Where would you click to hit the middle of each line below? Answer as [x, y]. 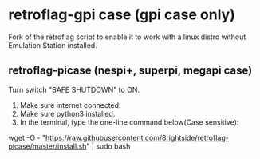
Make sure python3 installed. [67, 113]
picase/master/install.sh [47, 146]
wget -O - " [27, 137]
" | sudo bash [108, 146]
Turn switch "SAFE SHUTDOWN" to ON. [74, 89]
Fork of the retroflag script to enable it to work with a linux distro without [127, 37]
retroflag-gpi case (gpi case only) [122, 15]
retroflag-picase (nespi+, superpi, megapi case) [130, 71]
